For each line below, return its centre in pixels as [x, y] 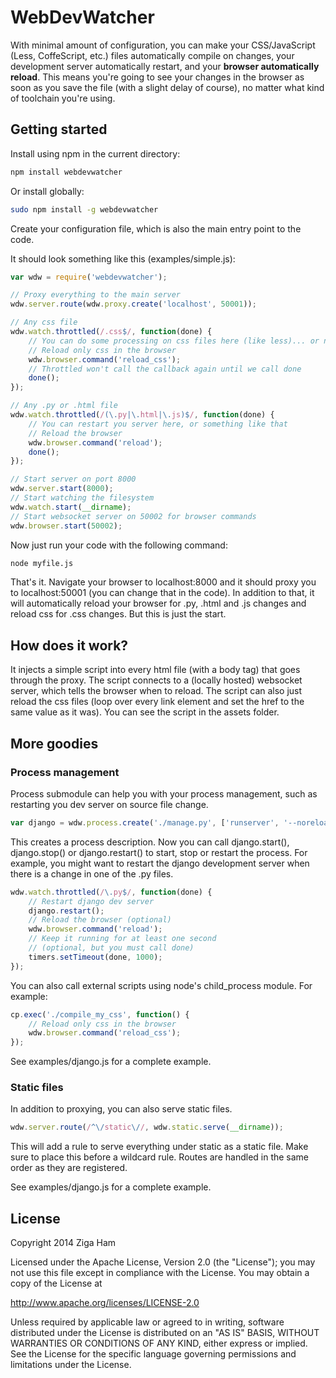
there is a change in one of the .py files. [92, 873]
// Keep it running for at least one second [122, 939]
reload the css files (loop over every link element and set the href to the [157, 702]
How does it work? [69, 645]
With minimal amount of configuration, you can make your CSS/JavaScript [163, 45]
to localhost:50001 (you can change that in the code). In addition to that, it [162, 593]
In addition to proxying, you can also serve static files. [121, 1109]
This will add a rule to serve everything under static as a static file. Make [159, 1147]
